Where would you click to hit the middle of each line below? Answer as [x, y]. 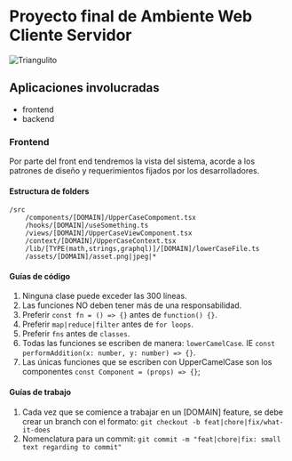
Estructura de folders [49, 191]
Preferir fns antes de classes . [76, 334]
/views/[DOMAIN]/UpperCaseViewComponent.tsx [109, 233]
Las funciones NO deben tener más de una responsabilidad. [132, 305]
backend [38, 118]
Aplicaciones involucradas [84, 88]
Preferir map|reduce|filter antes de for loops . [107, 324]
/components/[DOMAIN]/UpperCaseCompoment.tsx [111, 218]
